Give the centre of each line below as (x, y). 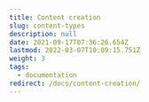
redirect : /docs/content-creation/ (75, 83)
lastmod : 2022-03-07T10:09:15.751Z (75, 51)
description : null (43, 34)
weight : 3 (27, 59)
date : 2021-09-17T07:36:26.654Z (69, 42)
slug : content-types (47, 26)
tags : (19, 67)
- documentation (47, 75)
